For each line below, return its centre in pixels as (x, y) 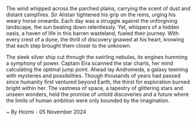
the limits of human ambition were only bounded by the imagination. (88, 101)
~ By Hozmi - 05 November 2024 (46, 112)
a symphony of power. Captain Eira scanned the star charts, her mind (90, 63)
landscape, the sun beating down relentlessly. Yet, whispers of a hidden (93, 27)
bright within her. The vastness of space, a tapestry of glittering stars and (94, 88)
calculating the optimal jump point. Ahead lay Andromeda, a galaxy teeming (97, 69)
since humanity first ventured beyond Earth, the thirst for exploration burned (98, 82)
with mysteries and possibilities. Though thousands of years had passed (93, 76)
